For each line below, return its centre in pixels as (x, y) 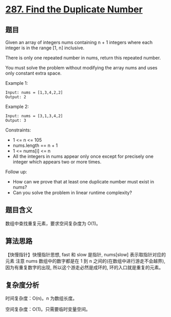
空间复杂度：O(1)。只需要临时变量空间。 (48, 309)
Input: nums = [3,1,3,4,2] (34, 116)
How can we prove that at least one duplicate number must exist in (83, 182)
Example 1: (17, 83)
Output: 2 (16, 97)
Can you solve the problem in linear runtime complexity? (72, 193)
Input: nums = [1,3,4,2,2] (34, 92)
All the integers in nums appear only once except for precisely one (83, 156)
